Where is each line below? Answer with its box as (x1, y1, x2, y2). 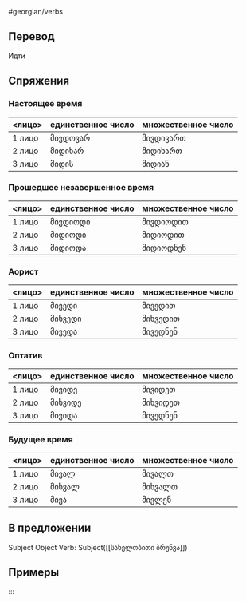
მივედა (50, 327, 78, 338)
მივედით (142, 300, 176, 311)
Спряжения (8, 74, 70, 88)
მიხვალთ (142, 481, 178, 492)
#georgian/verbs (8, 7, 64, 16)
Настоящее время (8, 98, 83, 109)
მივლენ (142, 494, 172, 505)
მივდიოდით (142, 216, 189, 227)
